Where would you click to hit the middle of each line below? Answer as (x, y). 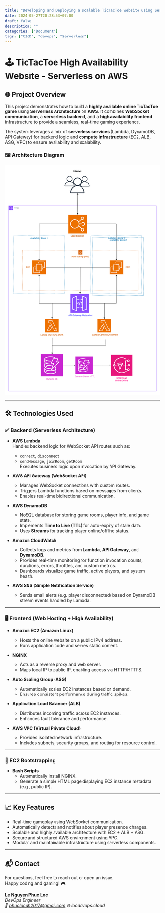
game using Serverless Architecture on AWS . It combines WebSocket (77, 111)
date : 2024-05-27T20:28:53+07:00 (39, 16)
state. (25, 520)
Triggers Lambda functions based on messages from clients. (81, 490)
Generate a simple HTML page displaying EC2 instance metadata (85, 781)
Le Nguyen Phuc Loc (27, 895)
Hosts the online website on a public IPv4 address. (71, 640)
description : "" (22, 26)
